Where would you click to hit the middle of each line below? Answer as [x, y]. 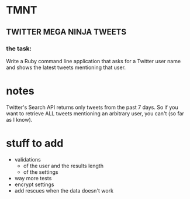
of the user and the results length [63, 166]
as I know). [19, 119]
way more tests [33, 178]
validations [27, 159]
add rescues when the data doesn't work [64, 190]
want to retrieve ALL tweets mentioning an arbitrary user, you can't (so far [95, 113]
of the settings [41, 172]
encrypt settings [34, 184]
